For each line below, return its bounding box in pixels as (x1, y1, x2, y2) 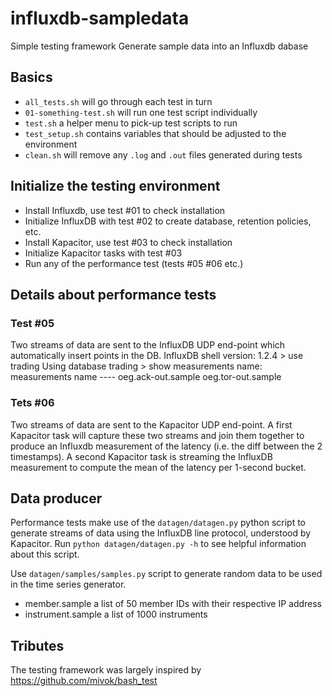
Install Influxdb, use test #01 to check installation (24, 204, 226, 216)
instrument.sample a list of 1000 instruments (24, 608, 208, 621)
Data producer (10, 490, 103, 507)
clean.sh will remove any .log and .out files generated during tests (24, 148, 303, 161)
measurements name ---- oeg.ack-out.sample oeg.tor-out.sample (10, 371, 282, 383)
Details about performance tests (10, 286, 217, 303)
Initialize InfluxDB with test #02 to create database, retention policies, (24, 215, 312, 227)
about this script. (10, 548, 80, 561)
